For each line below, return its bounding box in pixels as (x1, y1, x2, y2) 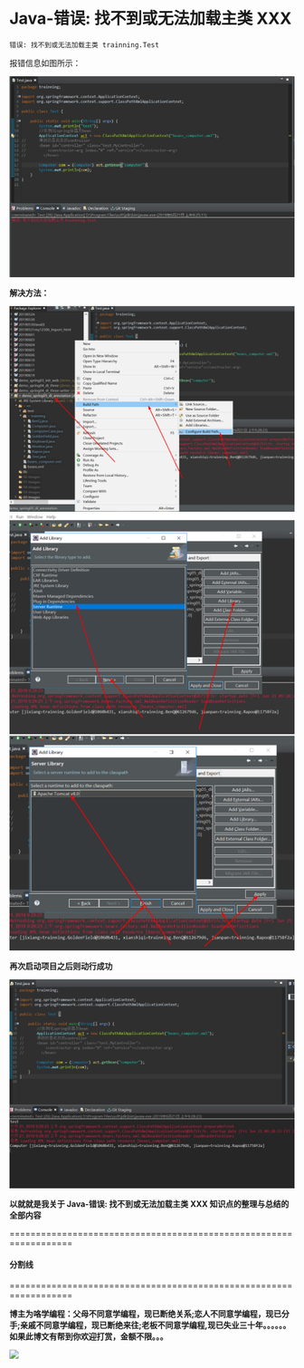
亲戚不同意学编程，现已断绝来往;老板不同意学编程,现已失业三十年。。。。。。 (19, 1319, 291, 1330)
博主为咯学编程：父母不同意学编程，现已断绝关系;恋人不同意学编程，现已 (9, 1308, 282, 1319)
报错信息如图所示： (9, 57, 81, 68)
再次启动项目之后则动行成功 (9, 961, 113, 972)
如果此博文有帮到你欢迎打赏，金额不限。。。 (9, 1331, 168, 1342)
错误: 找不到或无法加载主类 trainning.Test (9, 40, 160, 50)
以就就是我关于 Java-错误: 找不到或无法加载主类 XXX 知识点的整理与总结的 (9, 1198, 290, 1209)
